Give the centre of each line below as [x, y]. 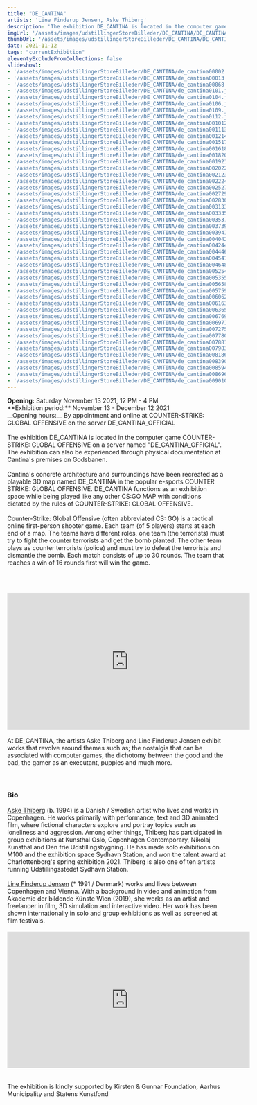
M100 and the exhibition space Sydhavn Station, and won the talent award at [116, 854]
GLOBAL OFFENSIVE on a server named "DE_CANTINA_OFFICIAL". [126, 445]
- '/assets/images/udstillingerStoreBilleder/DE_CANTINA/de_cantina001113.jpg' [125, 130]
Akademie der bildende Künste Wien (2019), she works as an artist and [108, 899]
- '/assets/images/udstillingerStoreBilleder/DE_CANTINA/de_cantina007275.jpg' [125, 329]
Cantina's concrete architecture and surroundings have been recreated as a [115, 474]
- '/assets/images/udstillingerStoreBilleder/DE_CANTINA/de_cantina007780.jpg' [125, 336]
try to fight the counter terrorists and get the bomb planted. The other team [114, 540]
